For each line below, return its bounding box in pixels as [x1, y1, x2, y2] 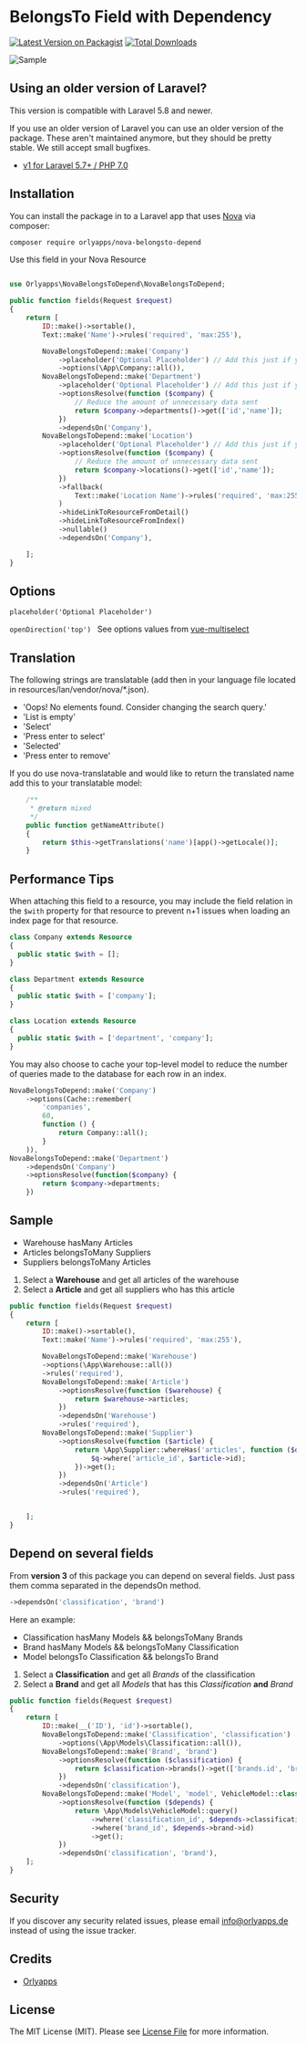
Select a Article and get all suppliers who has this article [22, 1284, 235, 1295]
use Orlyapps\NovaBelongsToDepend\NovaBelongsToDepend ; [9, 280, 226, 289]
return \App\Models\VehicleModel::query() [74, 1806, 239, 1815]
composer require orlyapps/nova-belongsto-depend [9, 237, 202, 247]
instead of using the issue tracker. [9, 1925, 137, 1935]
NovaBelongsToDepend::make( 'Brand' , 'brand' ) [42, 1747, 219, 1756]
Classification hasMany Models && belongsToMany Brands [22, 1632, 243, 1643]
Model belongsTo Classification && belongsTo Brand [22, 1651, 219, 1662]
